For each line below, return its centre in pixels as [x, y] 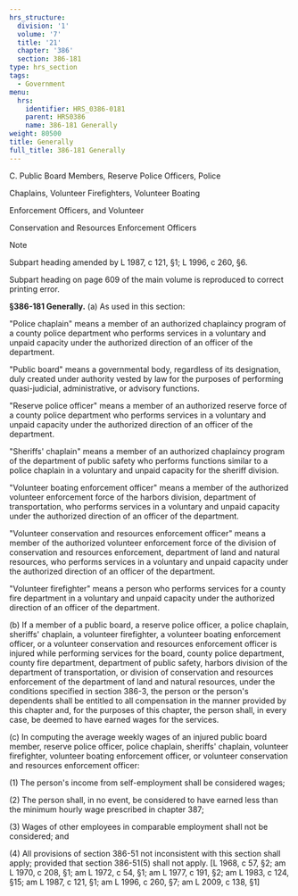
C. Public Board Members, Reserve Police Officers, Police [115, 176]
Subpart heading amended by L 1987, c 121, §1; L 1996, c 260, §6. [128, 262]
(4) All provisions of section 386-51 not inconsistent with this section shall [145, 853]
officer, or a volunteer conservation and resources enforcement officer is [143, 643]
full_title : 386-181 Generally [67, 150]
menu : [19, 92]
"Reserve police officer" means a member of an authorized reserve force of [148, 405]
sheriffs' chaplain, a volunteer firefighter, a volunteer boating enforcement [145, 634]
